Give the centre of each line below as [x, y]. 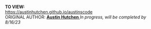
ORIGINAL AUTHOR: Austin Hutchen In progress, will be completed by [76, 17]
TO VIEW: [15, 7]
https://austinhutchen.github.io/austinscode [49, 12]
